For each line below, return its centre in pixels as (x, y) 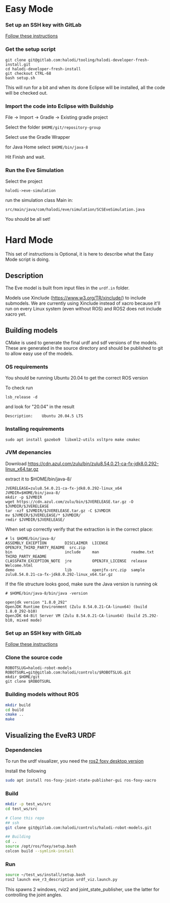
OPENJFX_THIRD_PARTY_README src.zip (45, 548)
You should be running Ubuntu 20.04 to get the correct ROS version (77, 378)
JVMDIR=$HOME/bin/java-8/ (33, 493)
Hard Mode (29, 240)
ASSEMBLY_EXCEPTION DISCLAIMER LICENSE (57, 543)
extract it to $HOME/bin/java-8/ (39, 479)
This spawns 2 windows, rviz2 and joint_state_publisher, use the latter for (82, 889)
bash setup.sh (20, 78)
